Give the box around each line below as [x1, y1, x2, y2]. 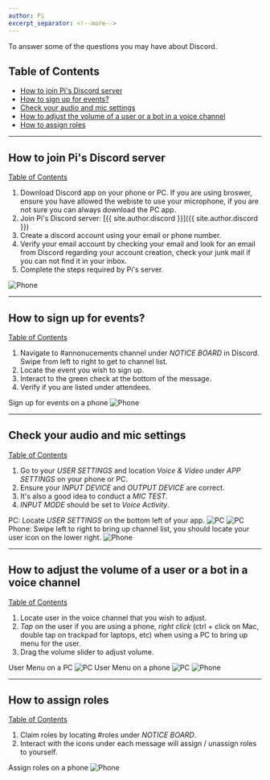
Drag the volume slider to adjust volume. [19, 647, 154, 656]
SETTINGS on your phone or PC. [19, 474, 129, 483]
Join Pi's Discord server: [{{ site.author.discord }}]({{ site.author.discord [19, 214, 259, 224]
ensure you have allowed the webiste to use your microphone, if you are [19, 196, 260, 206]
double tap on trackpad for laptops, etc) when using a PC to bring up [19, 630, 248, 639]
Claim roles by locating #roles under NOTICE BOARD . [19, 730, 197, 740]
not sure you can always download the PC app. [19, 205, 177, 215]
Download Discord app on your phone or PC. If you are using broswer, [19, 188, 253, 198]
